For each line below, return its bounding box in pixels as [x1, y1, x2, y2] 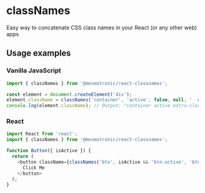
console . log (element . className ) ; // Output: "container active [6, 103, 171, 109]
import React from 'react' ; [6, 131, 78, 137]
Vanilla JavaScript [6, 67, 62, 75]
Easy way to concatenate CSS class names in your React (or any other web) [6, 24, 197, 31]
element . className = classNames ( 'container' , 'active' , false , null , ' [6, 97, 193, 103]
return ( [12, 153, 34, 159]
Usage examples [6, 48, 71, 59]
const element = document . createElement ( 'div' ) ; [6, 91, 132, 98]
